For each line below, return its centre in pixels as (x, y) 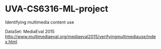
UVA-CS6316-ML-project (57, 9)
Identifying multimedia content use (40, 22)
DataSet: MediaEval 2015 (30, 31)
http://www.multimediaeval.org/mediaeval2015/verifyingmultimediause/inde (80, 37)
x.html (11, 41)
